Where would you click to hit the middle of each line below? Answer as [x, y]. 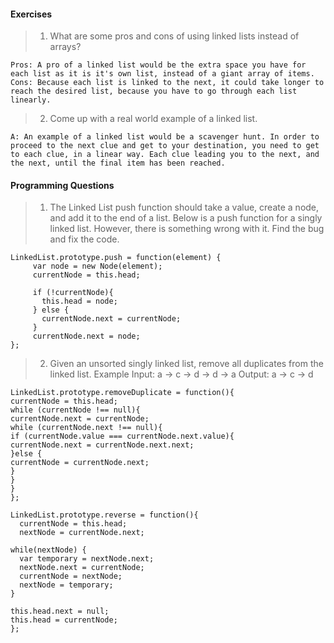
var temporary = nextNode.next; [87, 559]
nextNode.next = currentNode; [82, 568]
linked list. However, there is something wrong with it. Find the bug [187, 229]
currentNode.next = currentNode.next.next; [102, 445]
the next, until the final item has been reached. [118, 163]
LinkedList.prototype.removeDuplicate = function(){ [122, 393]
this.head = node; [79, 301]
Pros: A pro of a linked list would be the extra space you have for [158, 65]
